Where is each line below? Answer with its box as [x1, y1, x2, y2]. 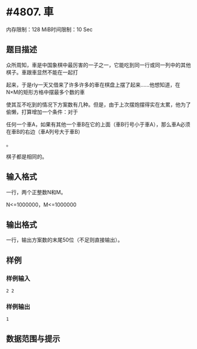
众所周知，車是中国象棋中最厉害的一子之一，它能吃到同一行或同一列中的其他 [6, 61, 191, 68]
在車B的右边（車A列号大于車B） [6, 128, 83, 135]
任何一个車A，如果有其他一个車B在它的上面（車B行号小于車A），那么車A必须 [6, 121, 191, 128]
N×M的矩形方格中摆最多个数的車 [6, 89, 85, 96]
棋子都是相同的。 [6, 153, 47, 160]
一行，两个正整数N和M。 [6, 188, 66, 195]
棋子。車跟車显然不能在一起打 [6, 69, 78, 76]
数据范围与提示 [6, 334, 60, 344]
